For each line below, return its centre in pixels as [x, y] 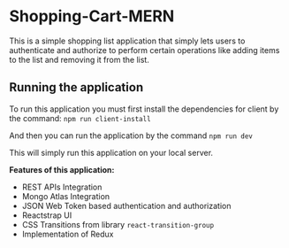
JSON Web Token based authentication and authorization [126, 205]
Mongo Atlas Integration [66, 196]
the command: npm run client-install [80, 118]
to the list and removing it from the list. [80, 59]
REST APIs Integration [62, 187]
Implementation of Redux [68, 234]
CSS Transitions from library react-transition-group [118, 224]
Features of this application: [62, 169]
